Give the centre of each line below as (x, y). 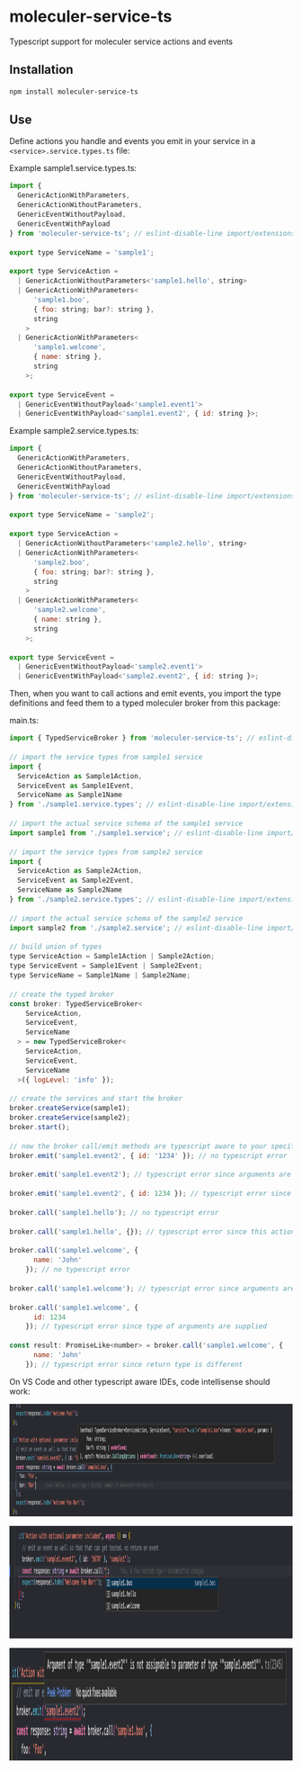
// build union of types (56, 947)
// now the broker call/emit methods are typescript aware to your (138, 1146)
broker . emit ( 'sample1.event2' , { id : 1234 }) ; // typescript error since (151, 1194)
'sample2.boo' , (62, 562)
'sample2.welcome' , (69, 610)
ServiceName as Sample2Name (70, 890)
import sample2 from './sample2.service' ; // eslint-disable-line (136, 928)
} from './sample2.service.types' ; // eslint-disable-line (122, 900)
